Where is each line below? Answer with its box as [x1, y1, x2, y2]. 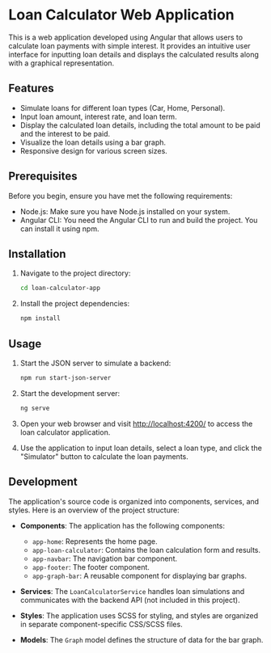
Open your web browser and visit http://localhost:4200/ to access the [19, 419, 253, 428]
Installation [8, 246, 66, 260]
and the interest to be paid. [19, 128, 111, 138]
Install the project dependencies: [19, 299, 130, 309]
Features [8, 82, 54, 95]
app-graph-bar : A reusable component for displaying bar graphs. [32, 571, 248, 580]
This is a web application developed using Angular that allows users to [8, 32, 243, 42]
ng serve [19, 404, 50, 412]
